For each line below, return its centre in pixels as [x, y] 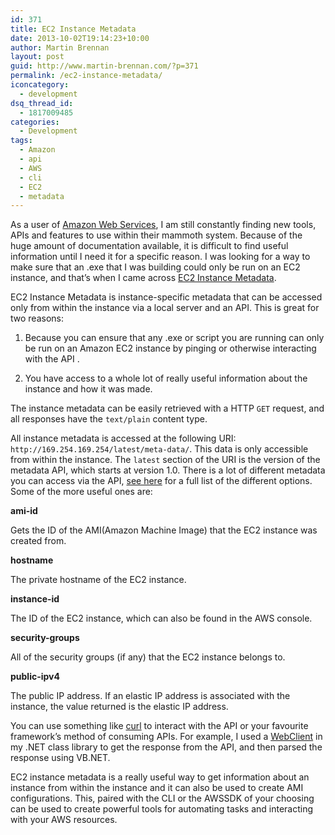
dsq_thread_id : [42, 103]
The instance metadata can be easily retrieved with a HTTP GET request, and [167, 408]
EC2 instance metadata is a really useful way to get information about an [160, 777]
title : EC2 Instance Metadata [73, 29]
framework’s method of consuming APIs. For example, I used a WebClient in [166, 737]
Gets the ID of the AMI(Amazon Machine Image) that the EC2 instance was [164, 530]
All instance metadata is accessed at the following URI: [123, 438]
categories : [35, 122]
